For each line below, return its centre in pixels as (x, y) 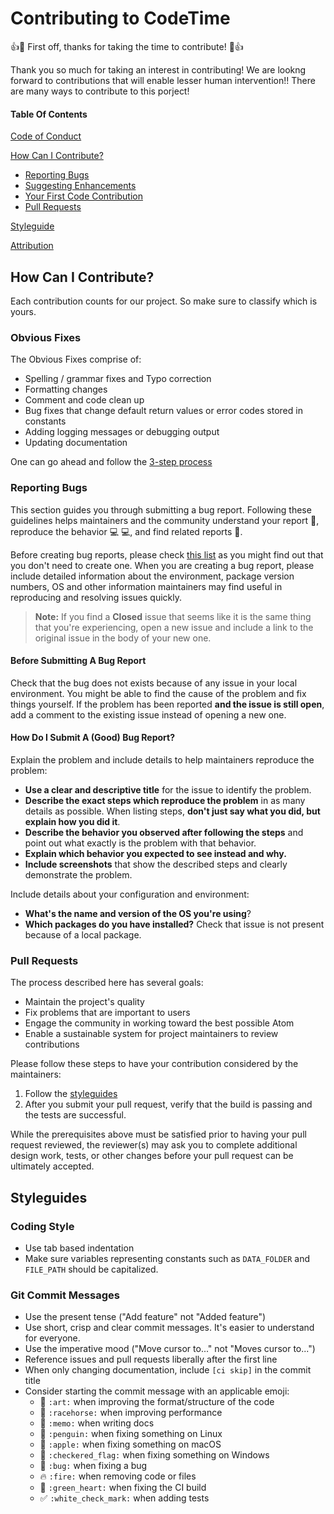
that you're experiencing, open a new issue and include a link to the (174, 627)
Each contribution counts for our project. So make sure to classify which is (164, 301)
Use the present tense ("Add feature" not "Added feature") (145, 1317)
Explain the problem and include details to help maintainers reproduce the (162, 759)
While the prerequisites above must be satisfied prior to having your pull (158, 1134)
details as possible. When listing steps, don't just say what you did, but (172, 811)
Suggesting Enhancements (80, 186)
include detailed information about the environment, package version (152, 576)
